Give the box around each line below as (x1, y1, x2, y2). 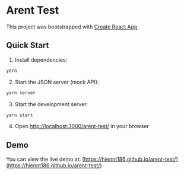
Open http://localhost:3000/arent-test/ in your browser (14, 123, 150, 130)
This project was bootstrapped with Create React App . (6, 23, 139, 30)
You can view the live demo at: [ (6, 155, 85, 163)
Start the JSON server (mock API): (14, 78, 99, 85)
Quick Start (6, 40, 49, 50)
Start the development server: (14, 100, 88, 107)
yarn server (6, 90, 36, 96)
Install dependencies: (14, 56, 68, 63)
